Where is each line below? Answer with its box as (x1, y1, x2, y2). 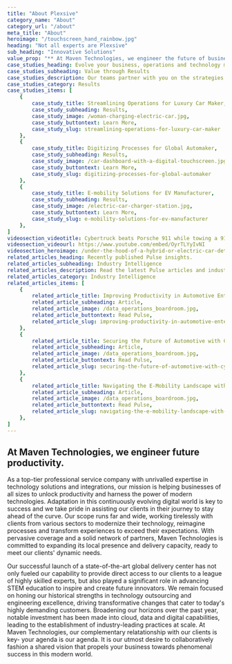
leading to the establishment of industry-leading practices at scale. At (7, 621, 206, 629)
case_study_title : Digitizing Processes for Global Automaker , (32, 145, 217, 152)
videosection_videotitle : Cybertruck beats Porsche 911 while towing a (7, 235, 217, 242)
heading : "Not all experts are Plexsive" (7, 42, 128, 49)
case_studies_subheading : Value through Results (7, 68, 150, 75)
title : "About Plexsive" (7, 10, 79, 17)
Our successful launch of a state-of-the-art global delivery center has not (7, 562, 217, 570)
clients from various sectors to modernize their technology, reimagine (7, 519, 206, 528)
